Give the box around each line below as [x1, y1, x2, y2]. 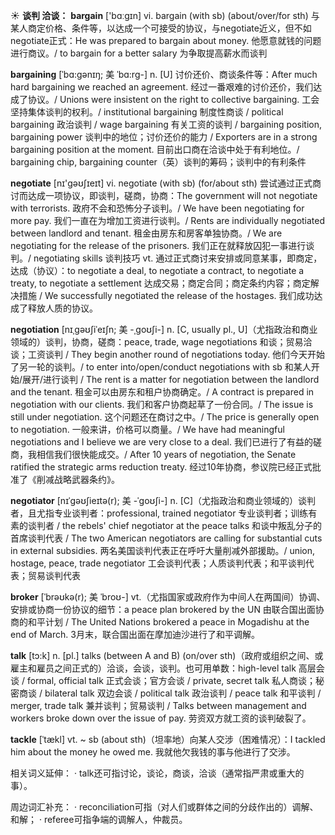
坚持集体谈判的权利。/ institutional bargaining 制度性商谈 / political [10, 106, 284, 118]
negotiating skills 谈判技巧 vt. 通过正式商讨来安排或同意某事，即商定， [33, 252, 323, 264]
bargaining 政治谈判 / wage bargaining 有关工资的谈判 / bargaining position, [10, 119, 322, 130]
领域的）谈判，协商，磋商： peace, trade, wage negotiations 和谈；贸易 [10, 336, 304, 348]
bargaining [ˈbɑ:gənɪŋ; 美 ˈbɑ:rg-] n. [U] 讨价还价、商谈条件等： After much [10, 69, 318, 80]
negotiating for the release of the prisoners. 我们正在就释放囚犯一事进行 [10, 240, 307, 251]
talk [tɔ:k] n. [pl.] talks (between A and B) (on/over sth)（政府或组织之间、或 [10, 650, 324, 661]
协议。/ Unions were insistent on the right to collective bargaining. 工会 [27, 94, 320, 105]
